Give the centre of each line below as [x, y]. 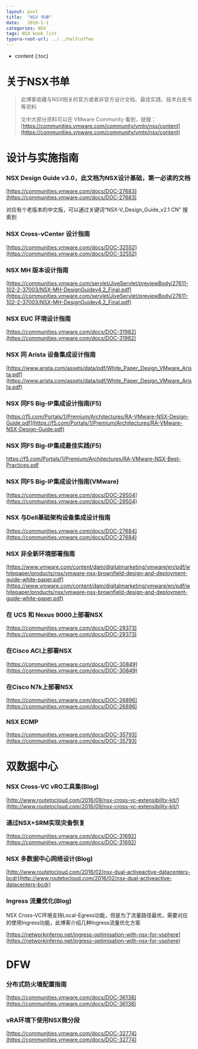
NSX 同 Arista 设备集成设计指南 [51, 355]
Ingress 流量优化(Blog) [39, 901]
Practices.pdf [22, 465]
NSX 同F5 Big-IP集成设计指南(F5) [54, 403]
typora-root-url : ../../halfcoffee [50, 39]
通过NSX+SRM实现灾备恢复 [46, 823]
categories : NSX [26, 28]
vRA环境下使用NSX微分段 [43, 1021]
